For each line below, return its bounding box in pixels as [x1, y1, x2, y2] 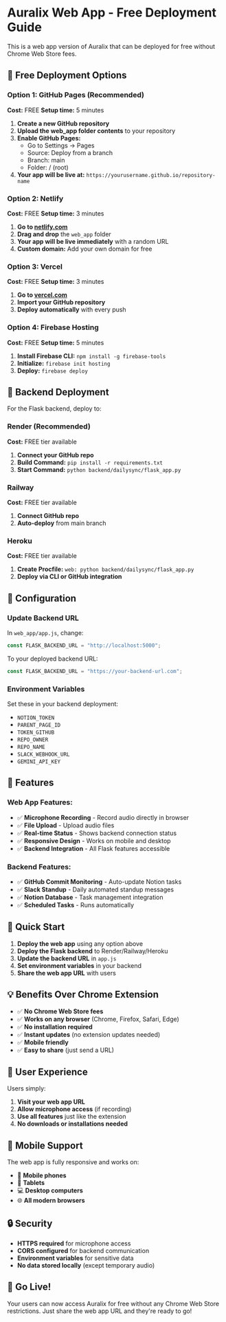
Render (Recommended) [7, 422, 91, 431]
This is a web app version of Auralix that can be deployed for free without [7, 42, 215, 50]
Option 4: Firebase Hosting [7, 322, 99, 332]
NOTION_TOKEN [16, 714, 55, 721]
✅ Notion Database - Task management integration [16, 893, 163, 901]
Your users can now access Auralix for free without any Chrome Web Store [7, 1299, 220, 1308]
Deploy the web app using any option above [16, 939, 143, 948]
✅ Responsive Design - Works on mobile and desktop [16, 836, 171, 845]
